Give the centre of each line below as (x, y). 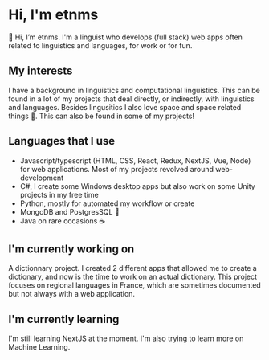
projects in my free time (59, 194)
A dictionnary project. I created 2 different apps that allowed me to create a (132, 268)
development (42, 178)
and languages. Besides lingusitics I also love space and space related (125, 107)
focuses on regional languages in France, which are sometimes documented (134, 285)
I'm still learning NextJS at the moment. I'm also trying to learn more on (126, 338)
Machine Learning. (39, 347)
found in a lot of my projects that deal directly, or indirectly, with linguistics (131, 99)
